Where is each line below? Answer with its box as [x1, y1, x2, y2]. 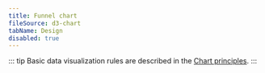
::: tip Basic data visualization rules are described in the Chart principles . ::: [8, 56, 258, 66]
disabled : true [8, 34, 60, 43]
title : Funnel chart [8, 11, 78, 20]
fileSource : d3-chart [8, 19, 82, 27]
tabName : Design [8, 26, 63, 34]
